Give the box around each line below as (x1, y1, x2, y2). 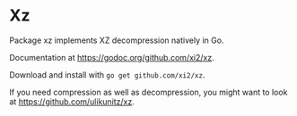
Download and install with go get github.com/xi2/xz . (9, 69, 205, 80)
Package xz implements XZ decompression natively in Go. (9, 35, 224, 46)
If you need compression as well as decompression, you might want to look (9, 87, 288, 97)
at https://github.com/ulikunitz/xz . (9, 95, 135, 107)
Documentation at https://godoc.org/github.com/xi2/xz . (9, 52, 214, 62)
